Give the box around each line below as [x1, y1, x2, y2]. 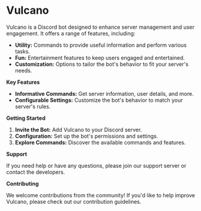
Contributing [6, 180, 39, 187]
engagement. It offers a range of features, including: [6, 29, 136, 37]
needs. [14, 67, 32, 74]
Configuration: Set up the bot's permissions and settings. [14, 132, 158, 140]
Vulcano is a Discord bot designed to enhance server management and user [6, 23, 195, 31]
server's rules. [14, 103, 51, 110]
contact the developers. [6, 168, 65, 176]
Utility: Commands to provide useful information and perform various [14, 41, 187, 49]
